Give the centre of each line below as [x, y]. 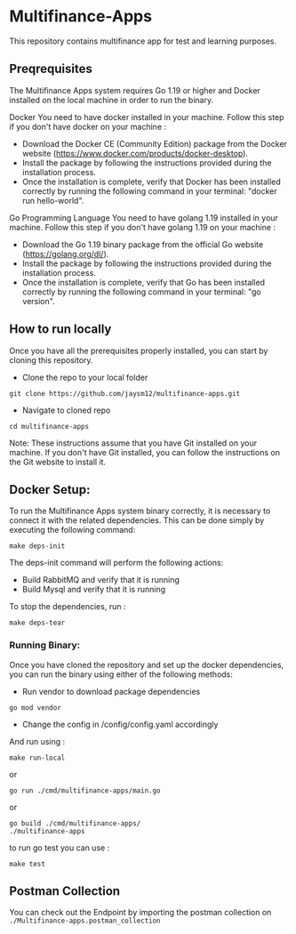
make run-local [37, 758]
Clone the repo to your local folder [85, 377]
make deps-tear [37, 623]
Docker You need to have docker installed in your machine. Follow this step [147, 117]
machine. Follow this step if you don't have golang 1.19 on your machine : [143, 227]
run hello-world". [53, 200]
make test [28, 864]
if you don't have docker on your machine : [88, 126]
